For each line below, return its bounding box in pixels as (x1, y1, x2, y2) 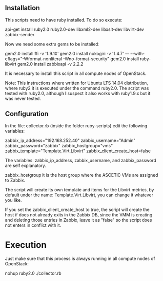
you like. (5, 197, 22, 203)
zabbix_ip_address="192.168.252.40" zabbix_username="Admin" (5, 137, 136, 143)
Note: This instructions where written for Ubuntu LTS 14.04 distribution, (5, 80, 148, 86)
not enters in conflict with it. (5, 222, 61, 228)
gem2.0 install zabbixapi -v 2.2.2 (17, 61, 84, 67)
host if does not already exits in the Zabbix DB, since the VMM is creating (5, 211, 153, 217)
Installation (5, 4, 40, 12)
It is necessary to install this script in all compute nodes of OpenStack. (5, 70, 147, 76)
